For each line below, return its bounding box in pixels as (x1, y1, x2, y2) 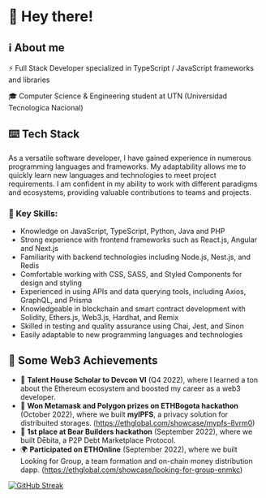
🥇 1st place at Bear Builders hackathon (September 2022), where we (19, 427, 253, 436)
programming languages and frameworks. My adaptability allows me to (8, 162, 247, 171)
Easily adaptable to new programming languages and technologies (19, 330, 243, 340)
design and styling (19, 278, 83, 288)
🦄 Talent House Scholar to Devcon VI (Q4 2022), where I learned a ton (19, 375, 258, 384)
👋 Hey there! (8, 7, 93, 26)
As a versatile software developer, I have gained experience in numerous (8, 153, 251, 162)
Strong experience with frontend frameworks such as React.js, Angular (19, 235, 258, 245)
